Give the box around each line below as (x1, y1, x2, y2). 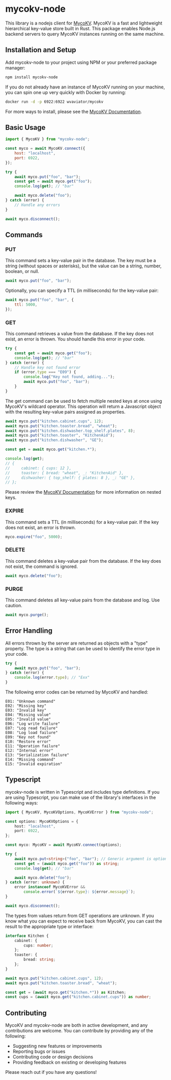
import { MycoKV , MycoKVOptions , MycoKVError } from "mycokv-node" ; (5, 810, 154, 815)
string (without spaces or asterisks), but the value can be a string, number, (5, 263, 162, 269)
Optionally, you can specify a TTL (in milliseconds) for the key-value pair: (5, 287, 159, 294)
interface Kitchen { (5, 933, 49, 938)
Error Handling (5, 627, 52, 635)
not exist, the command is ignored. (5, 563, 78, 569)
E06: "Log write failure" (5, 721, 60, 726)
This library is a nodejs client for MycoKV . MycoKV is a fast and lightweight (5, 20, 163, 26)
